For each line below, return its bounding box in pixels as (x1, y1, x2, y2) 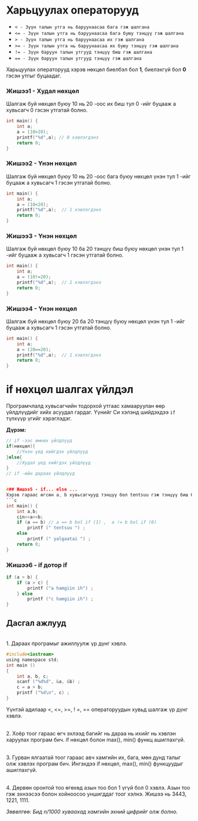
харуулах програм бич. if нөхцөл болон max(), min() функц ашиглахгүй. (6, 736, 186, 743)
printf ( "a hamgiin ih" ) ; (27, 585, 94, 591)
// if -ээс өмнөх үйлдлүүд (6, 438, 72, 444)
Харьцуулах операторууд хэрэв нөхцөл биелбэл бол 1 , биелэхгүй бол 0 (6, 66, 187, 73)
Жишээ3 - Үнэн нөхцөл (6, 231, 77, 240)
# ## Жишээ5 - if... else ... (6, 486, 78, 493)
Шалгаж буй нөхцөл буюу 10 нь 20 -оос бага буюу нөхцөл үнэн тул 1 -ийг (6, 172, 191, 180)
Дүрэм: (6, 426, 27, 434)
